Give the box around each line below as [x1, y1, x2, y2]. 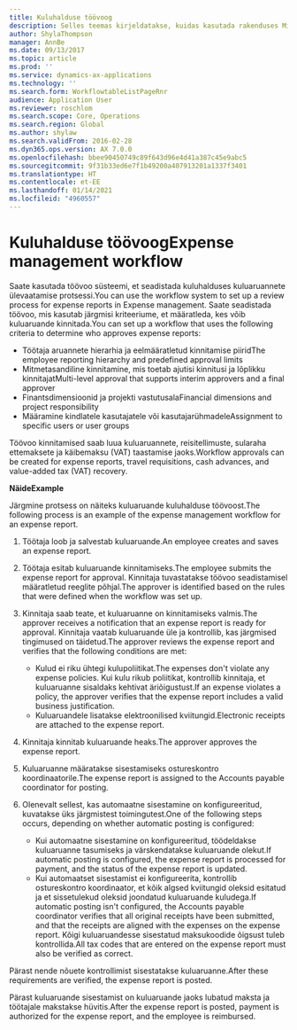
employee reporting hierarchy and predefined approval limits [21, 354, 243, 364]
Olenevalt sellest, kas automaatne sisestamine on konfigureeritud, [21, 799, 263, 809]
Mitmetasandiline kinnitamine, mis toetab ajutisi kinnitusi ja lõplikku [21, 363, 266, 374]
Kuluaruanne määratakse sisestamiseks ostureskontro [21, 763, 219, 774]
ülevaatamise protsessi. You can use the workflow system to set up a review [9, 290, 285, 300]
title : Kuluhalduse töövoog [9, 12, 113, 22]
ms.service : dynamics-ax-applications [9, 71, 152, 80]
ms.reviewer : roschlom [9, 104, 93, 113]
